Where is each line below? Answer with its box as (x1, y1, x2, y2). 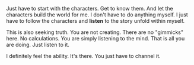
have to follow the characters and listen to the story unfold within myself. (6, 18, 185, 24)
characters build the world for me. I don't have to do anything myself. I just (6, 11, 188, 18)
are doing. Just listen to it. (6, 41, 70, 48)
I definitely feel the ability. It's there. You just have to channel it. (6, 53, 161, 59)
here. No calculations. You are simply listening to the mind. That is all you (6, 35, 185, 42)
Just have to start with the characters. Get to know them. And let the (6, 5, 173, 12)
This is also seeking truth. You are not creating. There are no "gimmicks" (6, 29, 184, 36)
